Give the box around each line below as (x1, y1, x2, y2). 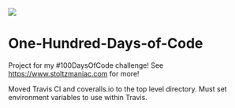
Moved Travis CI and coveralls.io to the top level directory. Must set (8, 84, 227, 94)
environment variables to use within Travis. (8, 92, 147, 102)
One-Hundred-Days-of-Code (8, 35, 203, 53)
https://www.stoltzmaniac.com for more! (8, 69, 140, 78)
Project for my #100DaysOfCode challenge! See (8, 60, 164, 70)
